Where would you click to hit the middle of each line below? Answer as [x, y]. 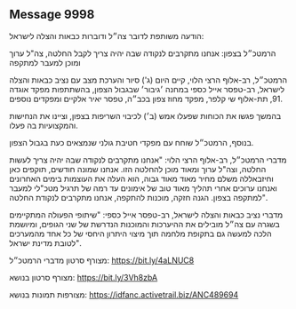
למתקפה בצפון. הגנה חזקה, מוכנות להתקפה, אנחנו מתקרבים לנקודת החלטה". [139, 197]
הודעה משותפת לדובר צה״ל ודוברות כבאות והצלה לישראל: [107, 36]
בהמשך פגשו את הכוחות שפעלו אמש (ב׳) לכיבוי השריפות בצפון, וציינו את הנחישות [145, 115]
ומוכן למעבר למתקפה [45, 62]
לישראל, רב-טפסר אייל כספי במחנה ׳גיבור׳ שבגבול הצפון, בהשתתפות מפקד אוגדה [147, 89]
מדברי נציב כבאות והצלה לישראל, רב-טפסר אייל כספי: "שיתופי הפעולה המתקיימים [146, 214]
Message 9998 [52, 15]
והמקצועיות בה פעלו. [44, 125]
